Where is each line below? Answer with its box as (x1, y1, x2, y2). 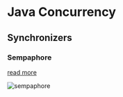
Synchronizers (7, 32, 73, 44)
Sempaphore (7, 53, 52, 62)
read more (7, 68, 37, 76)
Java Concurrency (7, 4, 117, 20)
